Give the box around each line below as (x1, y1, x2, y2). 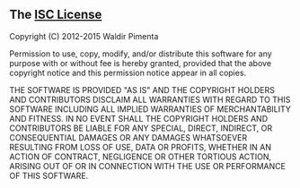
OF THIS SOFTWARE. (9, 170, 89, 181)
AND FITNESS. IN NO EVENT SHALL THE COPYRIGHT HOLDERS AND (9, 113, 269, 124)
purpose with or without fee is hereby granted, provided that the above (9, 57, 272, 68)
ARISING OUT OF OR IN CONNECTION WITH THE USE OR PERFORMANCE (9, 160, 286, 171)
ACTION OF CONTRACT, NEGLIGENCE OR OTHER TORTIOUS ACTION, (9, 151, 272, 162)
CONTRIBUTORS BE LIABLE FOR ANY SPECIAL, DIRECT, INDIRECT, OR (9, 123, 272, 133)
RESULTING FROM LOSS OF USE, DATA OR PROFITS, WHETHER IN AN (9, 141, 272, 152)
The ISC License (9, 7, 102, 22)
